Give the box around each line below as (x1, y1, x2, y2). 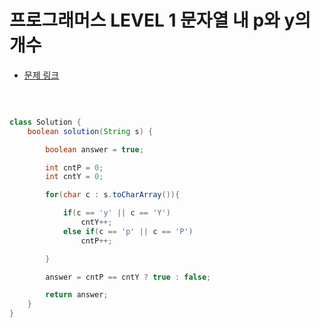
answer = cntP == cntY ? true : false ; (45, 272, 212, 282)
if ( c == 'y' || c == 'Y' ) (62, 208, 171, 218)
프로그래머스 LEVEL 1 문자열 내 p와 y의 (9, 9, 312, 32)
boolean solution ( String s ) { (27, 126, 154, 136)
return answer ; (45, 290, 109, 300)
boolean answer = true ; (45, 144, 144, 155)
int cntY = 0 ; (45, 172, 104, 182)
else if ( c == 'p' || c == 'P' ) (62, 226, 194, 236)
